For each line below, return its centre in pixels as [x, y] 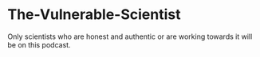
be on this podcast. [39, 44]
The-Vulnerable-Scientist [94, 15]
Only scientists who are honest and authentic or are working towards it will [130, 36]
